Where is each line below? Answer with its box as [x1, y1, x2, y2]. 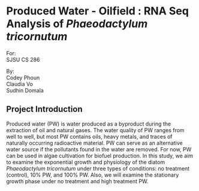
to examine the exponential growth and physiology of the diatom [6, 158, 165, 166]
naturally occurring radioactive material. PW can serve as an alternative [6, 139, 183, 147]
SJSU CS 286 [6, 56, 40, 63]
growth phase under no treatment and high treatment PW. [6, 177, 149, 184]
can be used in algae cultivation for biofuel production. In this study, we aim [6, 152, 194, 159]
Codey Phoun [6, 74, 40, 81]
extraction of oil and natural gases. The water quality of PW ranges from [6, 126, 185, 133]
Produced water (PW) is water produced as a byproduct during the [6, 120, 171, 127]
